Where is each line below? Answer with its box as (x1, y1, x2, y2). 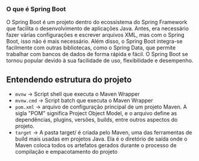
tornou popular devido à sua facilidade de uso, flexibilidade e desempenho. (6, 57, 194, 65)
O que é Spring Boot (6, 5, 66, 13)
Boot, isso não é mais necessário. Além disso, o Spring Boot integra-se (6, 38, 183, 45)
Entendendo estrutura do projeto (6, 74, 132, 84)
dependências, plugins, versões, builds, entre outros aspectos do (14, 116, 178, 124)
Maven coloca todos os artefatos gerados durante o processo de (14, 142, 177, 149)
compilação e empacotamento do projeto (14, 148, 118, 156)
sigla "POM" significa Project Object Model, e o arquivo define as (14, 110, 177, 117)
